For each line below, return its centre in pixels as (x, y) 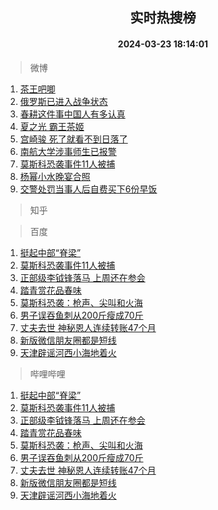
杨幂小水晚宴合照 (55, 176)
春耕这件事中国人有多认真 (72, 114)
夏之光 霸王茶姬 (52, 126)
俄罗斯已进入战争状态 (63, 101)
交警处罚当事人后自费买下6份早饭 (88, 189)
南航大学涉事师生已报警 (68, 151)
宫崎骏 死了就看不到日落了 (73, 139)
